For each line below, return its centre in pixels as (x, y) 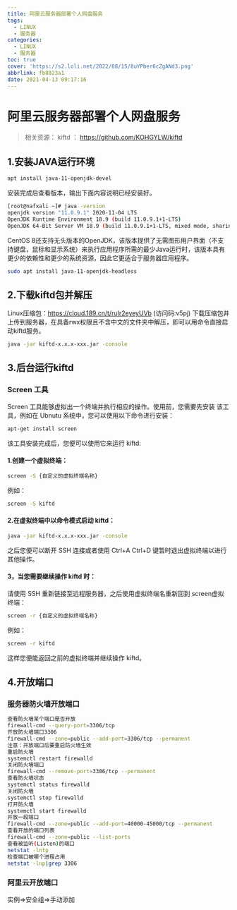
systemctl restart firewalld (50, 758)
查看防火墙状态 (26, 778)
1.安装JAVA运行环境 (51, 162)
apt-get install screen (42, 429)
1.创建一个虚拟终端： (38, 461)
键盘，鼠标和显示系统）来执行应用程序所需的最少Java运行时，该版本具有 (119, 249)
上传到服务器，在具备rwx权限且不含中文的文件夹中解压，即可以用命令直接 (115, 322)
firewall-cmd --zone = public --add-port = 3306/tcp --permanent (99, 739)
